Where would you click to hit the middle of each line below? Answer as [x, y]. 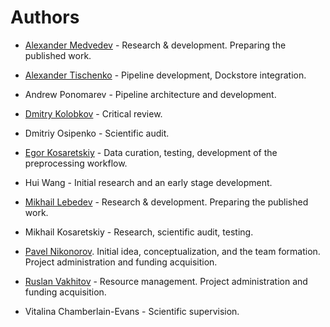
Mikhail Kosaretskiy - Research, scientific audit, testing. [139, 232]
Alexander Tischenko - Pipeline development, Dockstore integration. [165, 75]
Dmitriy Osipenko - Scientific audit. [97, 133]
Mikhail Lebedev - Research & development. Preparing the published [166, 202]
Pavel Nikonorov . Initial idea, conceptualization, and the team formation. [172, 251]
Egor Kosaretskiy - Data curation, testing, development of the [151, 152]
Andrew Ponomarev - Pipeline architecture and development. [150, 94]
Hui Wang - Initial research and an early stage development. [148, 182]
